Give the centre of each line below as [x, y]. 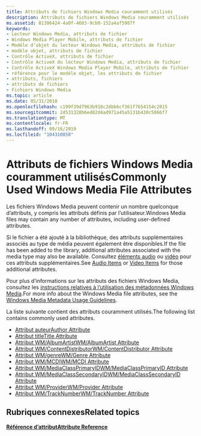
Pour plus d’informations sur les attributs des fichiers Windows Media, [93, 280]
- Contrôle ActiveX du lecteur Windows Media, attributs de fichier [94, 62]
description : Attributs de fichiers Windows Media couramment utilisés [97, 17]
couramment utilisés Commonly [86, 177]
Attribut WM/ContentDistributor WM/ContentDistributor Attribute [94, 348]
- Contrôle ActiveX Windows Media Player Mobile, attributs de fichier [97, 68]
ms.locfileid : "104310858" [40, 135]
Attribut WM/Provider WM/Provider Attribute [69, 387]
